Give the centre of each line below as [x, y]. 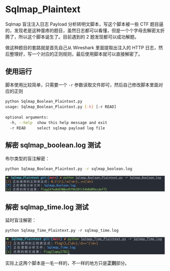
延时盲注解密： [21, 220]
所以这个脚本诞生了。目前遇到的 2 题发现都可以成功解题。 [79, 37]
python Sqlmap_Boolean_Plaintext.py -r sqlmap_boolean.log [69, 169]
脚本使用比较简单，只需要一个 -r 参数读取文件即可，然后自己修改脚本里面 [82, 84]
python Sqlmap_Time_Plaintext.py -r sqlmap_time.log [62, 231]
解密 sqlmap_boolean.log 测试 [53, 145]
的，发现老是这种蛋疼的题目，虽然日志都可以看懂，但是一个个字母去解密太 [83, 30]
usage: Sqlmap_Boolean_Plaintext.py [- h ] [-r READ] [61, 107]
